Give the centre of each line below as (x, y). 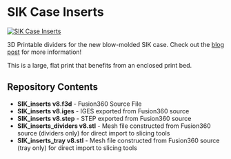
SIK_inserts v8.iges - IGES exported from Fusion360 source (103, 111)
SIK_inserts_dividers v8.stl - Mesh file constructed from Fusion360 (114, 126)
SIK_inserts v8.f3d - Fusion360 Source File (79, 104)
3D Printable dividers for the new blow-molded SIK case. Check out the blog (116, 44)
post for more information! (44, 52)
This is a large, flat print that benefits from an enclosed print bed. (100, 65)
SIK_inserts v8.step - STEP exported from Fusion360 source (104, 118)
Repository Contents (53, 87)
